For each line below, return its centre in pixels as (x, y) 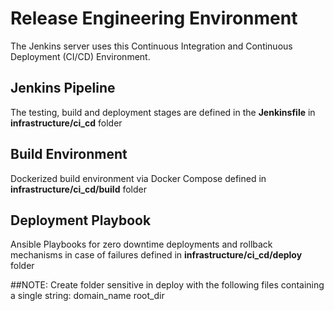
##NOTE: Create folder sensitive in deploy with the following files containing (167, 285)
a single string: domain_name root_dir (87, 296)
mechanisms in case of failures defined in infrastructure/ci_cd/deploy (156, 255)
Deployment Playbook (81, 220)
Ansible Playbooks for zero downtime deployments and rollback (141, 244)
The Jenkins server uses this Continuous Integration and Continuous (151, 46)
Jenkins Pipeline (63, 88)
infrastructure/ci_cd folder (66, 123)
